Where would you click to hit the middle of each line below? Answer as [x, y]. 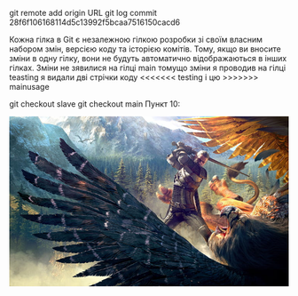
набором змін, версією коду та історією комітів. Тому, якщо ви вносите [145, 49]
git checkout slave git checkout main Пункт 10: [95, 104]
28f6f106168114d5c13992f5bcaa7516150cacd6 [95, 22]
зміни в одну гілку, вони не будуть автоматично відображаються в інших [148, 58]
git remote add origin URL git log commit [83, 13]
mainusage [30, 87]
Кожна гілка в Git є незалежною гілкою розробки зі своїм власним [136, 40]
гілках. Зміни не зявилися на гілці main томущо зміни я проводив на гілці [148, 68]
